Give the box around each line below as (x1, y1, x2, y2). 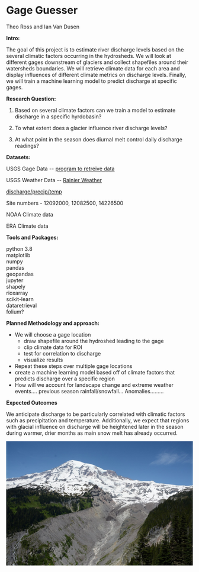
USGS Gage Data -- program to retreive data (6, 165, 115, 172)
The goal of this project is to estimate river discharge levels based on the (6, 46, 184, 53)
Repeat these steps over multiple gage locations (14, 362, 133, 370)
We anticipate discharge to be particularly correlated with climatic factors (6, 411, 185, 418)
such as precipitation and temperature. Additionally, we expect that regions (6, 416, 190, 424)
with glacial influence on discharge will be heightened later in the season (6, 423, 184, 430)
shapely (6, 283, 25, 290)
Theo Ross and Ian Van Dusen (6, 23, 80, 30)
